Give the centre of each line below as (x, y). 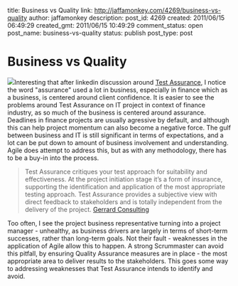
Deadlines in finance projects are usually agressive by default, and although (118, 120)
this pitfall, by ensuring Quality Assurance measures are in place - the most (117, 253)
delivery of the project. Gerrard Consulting (87, 209)
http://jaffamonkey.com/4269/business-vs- (158, 10)
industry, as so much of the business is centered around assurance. (107, 112)
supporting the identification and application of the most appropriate (125, 186)
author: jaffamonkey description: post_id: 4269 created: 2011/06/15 (127, 18)
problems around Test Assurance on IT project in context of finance (107, 105)
